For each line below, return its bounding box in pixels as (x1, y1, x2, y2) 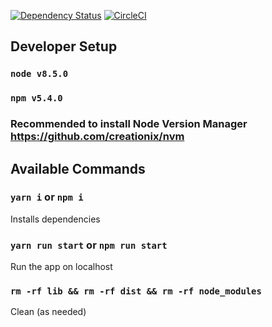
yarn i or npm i (10, 190, 84, 204)
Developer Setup (10, 38, 118, 55)
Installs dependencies (10, 213, 101, 225)
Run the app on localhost (10, 261, 113, 273)
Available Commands (10, 160, 146, 177)
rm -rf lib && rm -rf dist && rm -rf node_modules (10, 286, 262, 297)
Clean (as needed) (10, 306, 87, 318)
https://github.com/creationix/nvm (10, 130, 185, 144)
